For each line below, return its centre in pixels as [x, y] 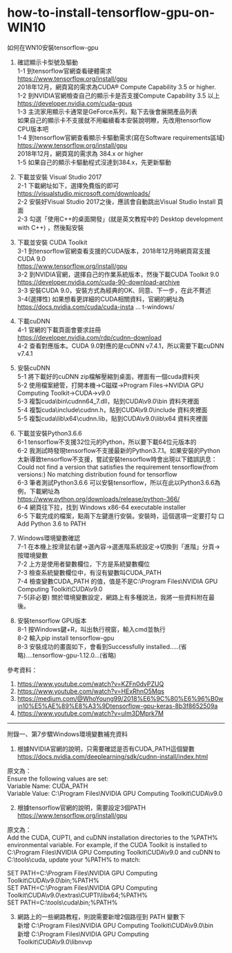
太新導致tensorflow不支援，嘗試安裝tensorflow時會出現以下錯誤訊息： [117, 459]
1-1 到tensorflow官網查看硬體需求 [64, 71]
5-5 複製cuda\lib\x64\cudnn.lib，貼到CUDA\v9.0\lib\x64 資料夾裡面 [113, 418]
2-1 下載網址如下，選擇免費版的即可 [68, 186]
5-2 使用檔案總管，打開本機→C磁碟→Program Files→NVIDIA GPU [110, 385]
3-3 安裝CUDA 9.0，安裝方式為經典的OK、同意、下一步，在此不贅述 [114, 290]
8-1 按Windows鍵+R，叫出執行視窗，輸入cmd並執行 [91, 629]
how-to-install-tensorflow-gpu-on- [111, 13]
